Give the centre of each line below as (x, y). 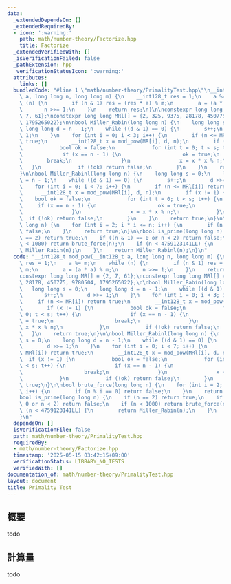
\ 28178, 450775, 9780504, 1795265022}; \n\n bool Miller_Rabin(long (118, 282)
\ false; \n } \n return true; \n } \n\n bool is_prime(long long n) (121, 231)
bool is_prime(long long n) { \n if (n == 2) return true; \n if (121, 398)
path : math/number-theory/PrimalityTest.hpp (78, 436)
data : (15, 13)
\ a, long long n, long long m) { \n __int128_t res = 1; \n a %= (123, 97)
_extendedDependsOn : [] (47, 20)
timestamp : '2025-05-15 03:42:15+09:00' (72, 455)
